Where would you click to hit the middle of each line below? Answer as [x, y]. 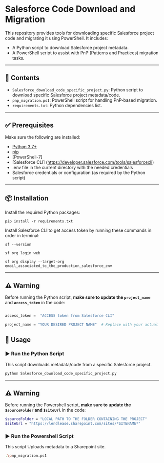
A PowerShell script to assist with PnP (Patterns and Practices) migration [85, 53]
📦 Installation [27, 198]
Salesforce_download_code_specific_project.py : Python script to [77, 89]
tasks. [18, 58]
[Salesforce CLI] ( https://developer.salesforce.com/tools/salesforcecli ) [83, 162]
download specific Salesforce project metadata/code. [66, 95]
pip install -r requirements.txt [39, 221]
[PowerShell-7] [27, 157]
